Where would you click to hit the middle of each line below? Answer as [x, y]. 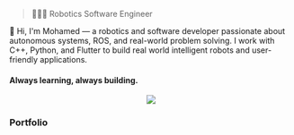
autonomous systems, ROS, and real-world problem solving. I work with [142, 41]
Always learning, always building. [74, 80]
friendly [24, 59]
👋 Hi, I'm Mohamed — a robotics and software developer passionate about [147, 31]
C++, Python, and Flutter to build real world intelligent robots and [129, 50]
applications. [64, 59]
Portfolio [29, 122]
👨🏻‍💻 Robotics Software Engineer [92, 14]
